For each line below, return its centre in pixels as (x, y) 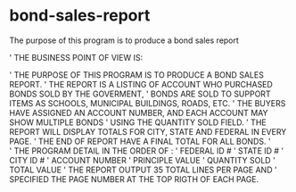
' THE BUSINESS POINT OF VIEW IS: (76, 57)
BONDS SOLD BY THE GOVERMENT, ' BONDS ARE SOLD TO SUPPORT (140, 94)
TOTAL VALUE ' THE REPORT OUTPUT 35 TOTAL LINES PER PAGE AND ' (144, 170)
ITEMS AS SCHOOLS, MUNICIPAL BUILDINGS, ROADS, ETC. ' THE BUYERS (148, 103)
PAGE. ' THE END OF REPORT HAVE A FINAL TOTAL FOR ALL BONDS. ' (140, 141)
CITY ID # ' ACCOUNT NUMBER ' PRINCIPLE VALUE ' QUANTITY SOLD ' (143, 160)
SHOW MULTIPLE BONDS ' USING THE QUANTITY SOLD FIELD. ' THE (138, 122)
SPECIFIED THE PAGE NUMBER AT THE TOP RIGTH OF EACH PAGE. (134, 179)
